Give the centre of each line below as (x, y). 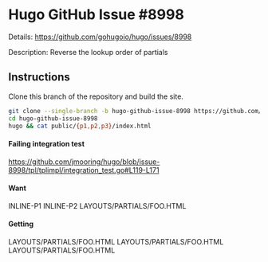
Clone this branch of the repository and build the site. (96, 96)
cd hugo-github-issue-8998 (53, 118)
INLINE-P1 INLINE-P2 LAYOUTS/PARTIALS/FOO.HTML (97, 205)
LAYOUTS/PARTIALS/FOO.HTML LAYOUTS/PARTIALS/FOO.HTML (116, 241)
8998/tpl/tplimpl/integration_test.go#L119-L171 (84, 170)
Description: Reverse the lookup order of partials (89, 52)
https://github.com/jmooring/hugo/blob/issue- (84, 162)
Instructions (39, 77)
